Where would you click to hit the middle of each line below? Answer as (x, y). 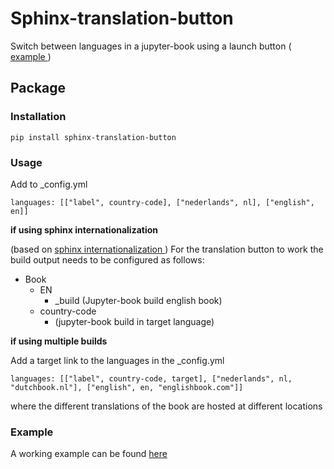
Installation (38, 117)
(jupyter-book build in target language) (134, 321)
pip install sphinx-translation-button (93, 137)
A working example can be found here (89, 454)
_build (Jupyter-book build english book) (138, 300)
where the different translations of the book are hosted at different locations (166, 406)
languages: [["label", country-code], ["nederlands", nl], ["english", (162, 202)
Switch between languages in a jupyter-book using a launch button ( (151, 46)
